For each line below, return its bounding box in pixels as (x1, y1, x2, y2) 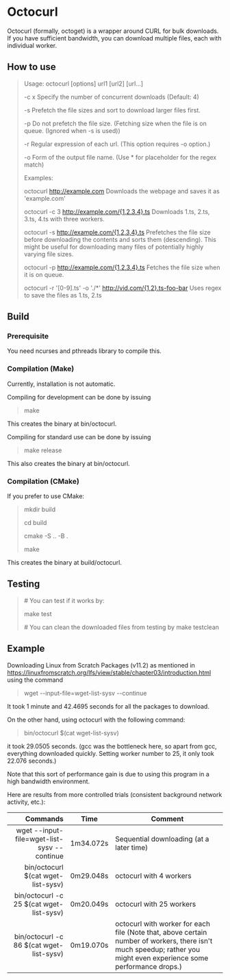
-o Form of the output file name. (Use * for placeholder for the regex (23, 153, 217, 161)
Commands (25, 813, 64, 823)
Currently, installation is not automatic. (7, 380, 116, 388)
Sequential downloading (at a (115, 834, 209, 844)
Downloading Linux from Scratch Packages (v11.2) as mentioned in (7, 661, 195, 669)
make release (23, 446, 62, 454)
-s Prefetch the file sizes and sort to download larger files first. (23, 106, 201, 114)
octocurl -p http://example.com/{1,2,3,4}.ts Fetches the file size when (23, 263, 220, 271)
